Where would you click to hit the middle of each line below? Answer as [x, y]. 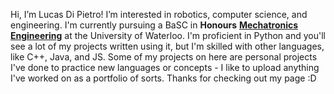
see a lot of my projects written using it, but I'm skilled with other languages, [167, 46]
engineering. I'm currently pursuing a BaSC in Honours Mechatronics [154, 25]
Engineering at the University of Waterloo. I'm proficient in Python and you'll [168, 35]
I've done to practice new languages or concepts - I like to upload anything [165, 67]
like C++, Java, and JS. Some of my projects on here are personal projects [164, 57]
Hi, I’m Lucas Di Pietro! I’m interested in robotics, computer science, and [159, 14]
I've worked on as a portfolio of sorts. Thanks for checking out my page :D [163, 78]
